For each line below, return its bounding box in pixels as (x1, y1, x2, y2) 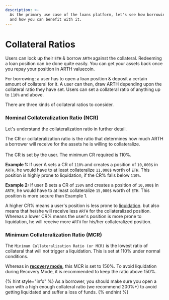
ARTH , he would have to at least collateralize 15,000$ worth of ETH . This (5, 187, 150, 193)
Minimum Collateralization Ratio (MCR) (5, 231, 102, 238)
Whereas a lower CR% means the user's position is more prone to (5, 213, 142, 219)
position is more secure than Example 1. (5, 192, 88, 198)
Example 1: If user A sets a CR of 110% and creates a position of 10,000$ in (5, 161, 158, 167)
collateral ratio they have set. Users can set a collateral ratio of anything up (5, 86, 161, 92)
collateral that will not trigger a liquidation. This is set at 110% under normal (5, 248, 161, 254)
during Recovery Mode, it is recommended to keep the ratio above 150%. (5, 268, 157, 274)
